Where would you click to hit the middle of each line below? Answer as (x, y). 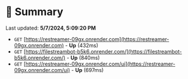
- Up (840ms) (83, 58)
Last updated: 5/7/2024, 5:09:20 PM (51, 28)
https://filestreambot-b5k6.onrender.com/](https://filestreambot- (104, 51)
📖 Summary (34, 12)
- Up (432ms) (82, 45)
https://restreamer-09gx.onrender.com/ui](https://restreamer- (100, 64)
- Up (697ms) (88, 70)
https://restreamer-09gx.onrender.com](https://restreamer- (98, 39)
